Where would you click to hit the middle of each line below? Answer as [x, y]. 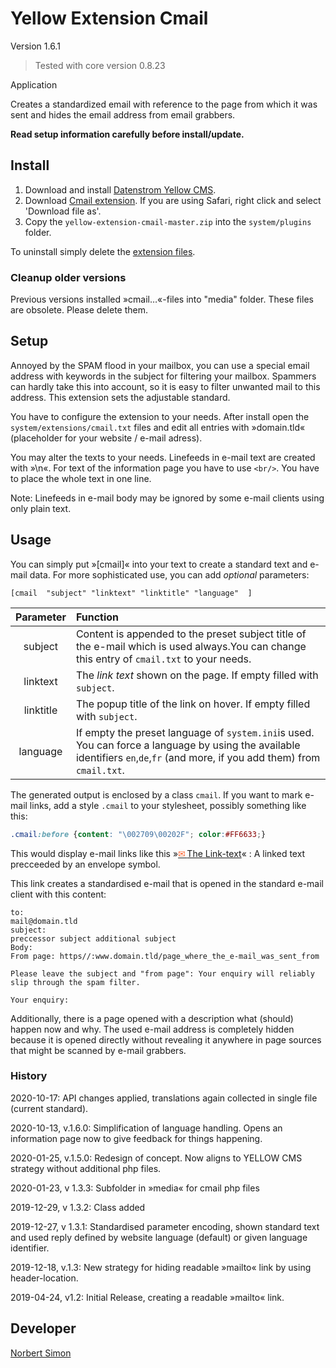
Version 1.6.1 [35, 46]
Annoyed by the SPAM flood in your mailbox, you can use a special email [160, 365]
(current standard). [49, 1108]
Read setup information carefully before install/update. [127, 134]
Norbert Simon [41, 1353]
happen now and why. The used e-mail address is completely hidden [152, 1029]
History [29, 1076]
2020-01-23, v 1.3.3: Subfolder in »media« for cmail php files [135, 1188]
